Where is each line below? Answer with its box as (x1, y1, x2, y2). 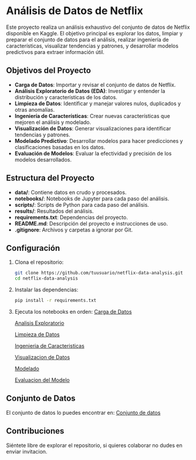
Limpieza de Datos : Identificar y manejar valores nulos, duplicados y (14, 100, 181, 107)
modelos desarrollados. (14, 156, 72, 163)
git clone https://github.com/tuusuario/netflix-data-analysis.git (14, 270, 183, 276)
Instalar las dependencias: (14, 286, 79, 293)
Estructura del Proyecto (6, 173, 95, 183)
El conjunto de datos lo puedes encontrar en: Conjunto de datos (6, 409, 161, 416)
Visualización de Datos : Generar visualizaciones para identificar (14, 125, 171, 132)
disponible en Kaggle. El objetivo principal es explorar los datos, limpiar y (6, 29, 183, 36)
